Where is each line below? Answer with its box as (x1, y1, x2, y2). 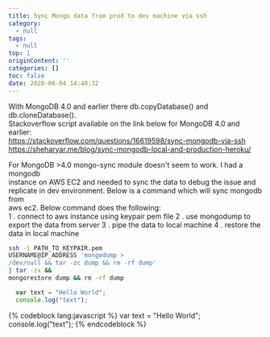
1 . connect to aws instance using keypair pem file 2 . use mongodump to (8, 211, 251, 221)
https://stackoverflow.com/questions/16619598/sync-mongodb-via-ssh (8, 135, 246, 145)
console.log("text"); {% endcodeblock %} (8, 319, 147, 329)
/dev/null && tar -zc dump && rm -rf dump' (8, 259, 157, 267)
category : (8, 19, 42, 27)
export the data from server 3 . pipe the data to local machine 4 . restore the (8, 219, 261, 230)
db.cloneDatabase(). (8, 110, 77, 119)
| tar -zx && (8, 267, 52, 275)
